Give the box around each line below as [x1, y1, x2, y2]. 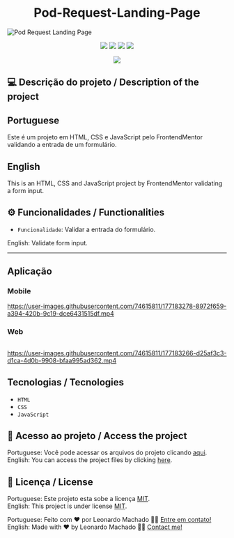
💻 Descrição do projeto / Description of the [7, 77, 200, 89]
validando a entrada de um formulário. [7, 141, 117, 149]
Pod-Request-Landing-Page [33, 5, 201, 21]
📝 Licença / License [7, 476, 93, 488]
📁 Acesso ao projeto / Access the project [7, 430, 187, 442]
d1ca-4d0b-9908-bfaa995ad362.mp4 [7, 356, 117, 364]
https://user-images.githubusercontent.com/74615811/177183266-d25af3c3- [7, 348, 227, 357]
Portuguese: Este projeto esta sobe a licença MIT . [7, 495, 150, 503]
